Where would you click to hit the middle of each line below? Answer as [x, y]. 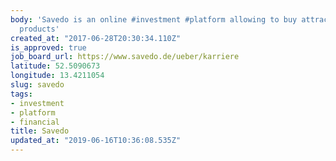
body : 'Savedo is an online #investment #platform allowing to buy [154, 19]
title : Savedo [40, 131]
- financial [35, 122]
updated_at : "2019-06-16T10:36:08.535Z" [96, 141]
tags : [21, 94]
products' [39, 29]
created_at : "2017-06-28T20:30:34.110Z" [96, 38]
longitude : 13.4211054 [57, 76]
